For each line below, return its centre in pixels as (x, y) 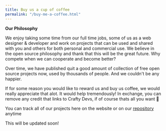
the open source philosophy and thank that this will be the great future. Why (83, 53)
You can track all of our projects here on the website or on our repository (80, 108)
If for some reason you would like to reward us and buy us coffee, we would (83, 88)
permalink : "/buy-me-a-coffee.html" (43, 14)
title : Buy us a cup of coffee (37, 10)
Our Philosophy (22, 28)
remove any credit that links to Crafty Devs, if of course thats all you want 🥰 (82, 98)
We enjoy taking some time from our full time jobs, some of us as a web (78, 38)
